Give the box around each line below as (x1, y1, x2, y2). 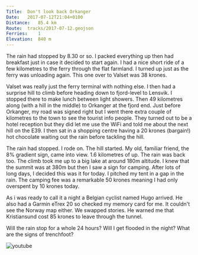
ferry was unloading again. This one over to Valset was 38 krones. (6, 72, 167, 78)
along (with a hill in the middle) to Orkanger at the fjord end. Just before (6, 102, 181, 109)
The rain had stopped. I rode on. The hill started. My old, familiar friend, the (6, 145, 189, 152)
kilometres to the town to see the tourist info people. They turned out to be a (6, 114, 192, 122)
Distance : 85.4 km (6, 20, 57, 26)
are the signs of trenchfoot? (6, 231, 74, 238)
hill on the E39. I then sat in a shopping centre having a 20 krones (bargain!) (6, 127, 191, 134)
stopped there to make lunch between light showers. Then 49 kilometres (6, 95, 183, 103)
